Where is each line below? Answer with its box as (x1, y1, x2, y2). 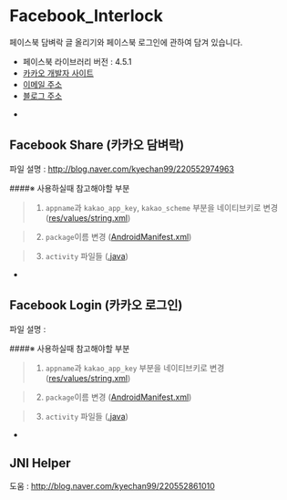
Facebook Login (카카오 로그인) (9, 297, 183, 313)
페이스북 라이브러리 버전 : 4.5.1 (22, 56, 132, 67)
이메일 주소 (22, 78, 63, 89)
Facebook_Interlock (9, 5, 164, 26)
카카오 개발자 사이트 (22, 68, 94, 78)
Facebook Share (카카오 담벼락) (9, 138, 185, 153)
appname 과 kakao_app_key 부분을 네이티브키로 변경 (45, 362, 225, 373)
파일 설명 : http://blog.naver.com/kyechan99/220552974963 (9, 163, 235, 174)
